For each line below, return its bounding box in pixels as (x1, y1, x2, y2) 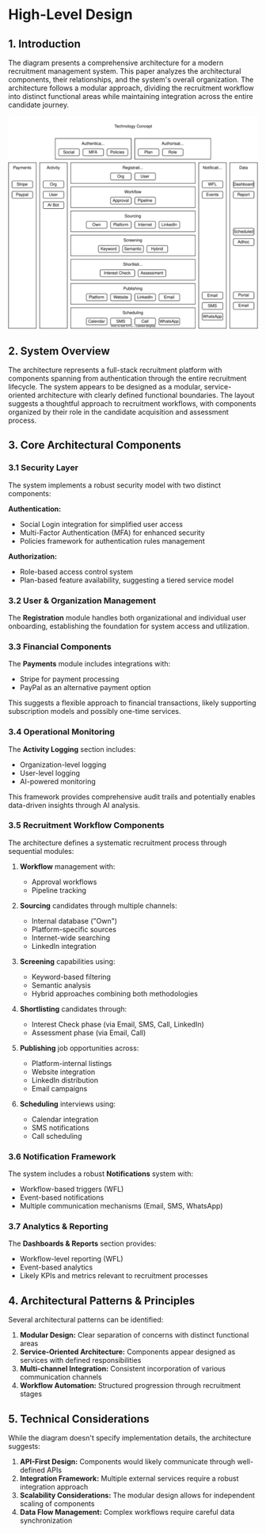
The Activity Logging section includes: (8, 744, 136, 753)
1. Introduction (8, 37, 81, 51)
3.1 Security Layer (8, 462, 79, 473)
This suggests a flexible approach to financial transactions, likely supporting (8, 698, 256, 708)
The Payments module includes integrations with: (8, 659, 171, 669)
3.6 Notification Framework (8, 1151, 116, 1162)
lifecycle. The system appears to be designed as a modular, (8, 381, 203, 391)
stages (19, 1389, 42, 1398)
